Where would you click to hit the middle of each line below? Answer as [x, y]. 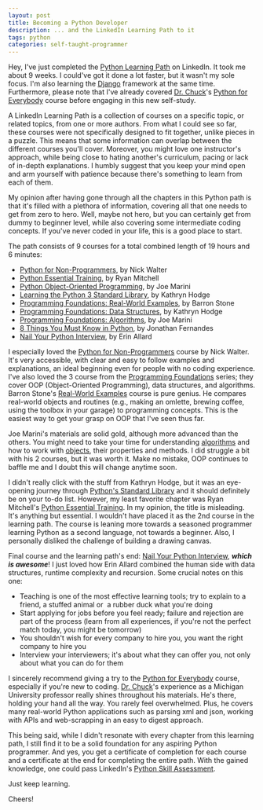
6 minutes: [25, 255]
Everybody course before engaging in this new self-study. [102, 101]
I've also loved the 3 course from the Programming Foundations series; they [131, 377]
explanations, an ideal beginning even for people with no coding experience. [131, 368]
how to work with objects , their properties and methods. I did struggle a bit [129, 451]
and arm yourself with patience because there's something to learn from [125, 174]
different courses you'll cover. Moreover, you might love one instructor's [125, 149]
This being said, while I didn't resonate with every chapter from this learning [131, 735]
